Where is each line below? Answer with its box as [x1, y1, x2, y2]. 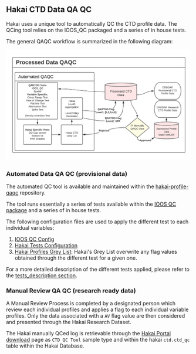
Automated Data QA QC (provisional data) [6, 169, 128, 178]
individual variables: [6, 224, 55, 232]
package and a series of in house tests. [6, 207, 102, 214]
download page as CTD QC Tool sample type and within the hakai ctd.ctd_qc [6, 336, 190, 343]
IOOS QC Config [14, 236, 55, 243]
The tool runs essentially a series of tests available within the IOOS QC [6, 200, 177, 207]
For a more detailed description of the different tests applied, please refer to [6, 266, 190, 273]
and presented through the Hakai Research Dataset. [6, 319, 132, 326]
